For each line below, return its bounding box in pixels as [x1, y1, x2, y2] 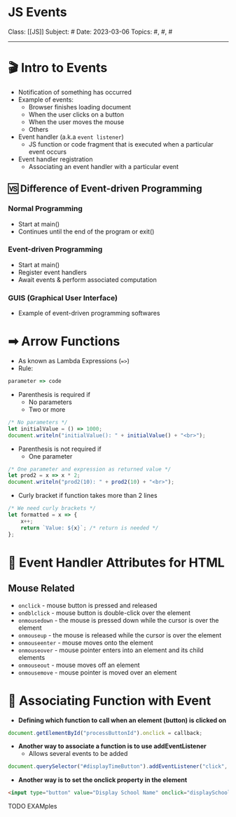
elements [18, 653, 46, 661]
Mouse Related [8, 583, 75, 595]
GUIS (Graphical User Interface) [8, 292, 118, 302]
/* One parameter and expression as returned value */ [8, 466, 172, 473]
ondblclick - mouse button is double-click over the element [18, 608, 191, 617]
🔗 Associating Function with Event [8, 692, 211, 708]
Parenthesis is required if [18, 390, 90, 398]
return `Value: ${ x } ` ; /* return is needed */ [20, 524, 159, 532]
